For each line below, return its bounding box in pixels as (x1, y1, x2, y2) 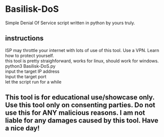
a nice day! (5, 124, 40, 133)
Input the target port (5, 73, 47, 80)
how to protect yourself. (5, 52, 54, 58)
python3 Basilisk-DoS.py (5, 63, 56, 69)
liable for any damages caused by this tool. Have (5, 116, 159, 125)
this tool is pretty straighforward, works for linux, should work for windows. (5, 58, 159, 64)
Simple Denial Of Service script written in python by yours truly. (5, 20, 135, 26)
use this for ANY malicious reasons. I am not (5, 109, 145, 117)
